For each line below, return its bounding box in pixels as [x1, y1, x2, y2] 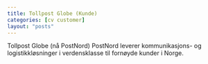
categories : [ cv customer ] [7, 17, 85, 23]
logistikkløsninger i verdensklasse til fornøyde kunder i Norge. [7, 49, 184, 57]
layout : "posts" [7, 23, 54, 30]
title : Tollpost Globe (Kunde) [7, 10, 98, 17]
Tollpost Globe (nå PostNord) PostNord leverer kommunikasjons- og [7, 42, 202, 50]
